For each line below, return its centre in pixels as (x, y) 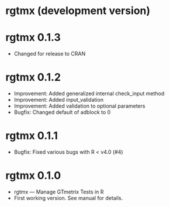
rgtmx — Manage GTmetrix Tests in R (59, 192)
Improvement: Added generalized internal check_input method (89, 94)
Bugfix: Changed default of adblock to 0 (62, 112)
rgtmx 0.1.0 (33, 176)
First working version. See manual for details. (68, 198)
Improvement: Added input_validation (58, 100)
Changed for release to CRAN (50, 54)
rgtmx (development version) (78, 11)
